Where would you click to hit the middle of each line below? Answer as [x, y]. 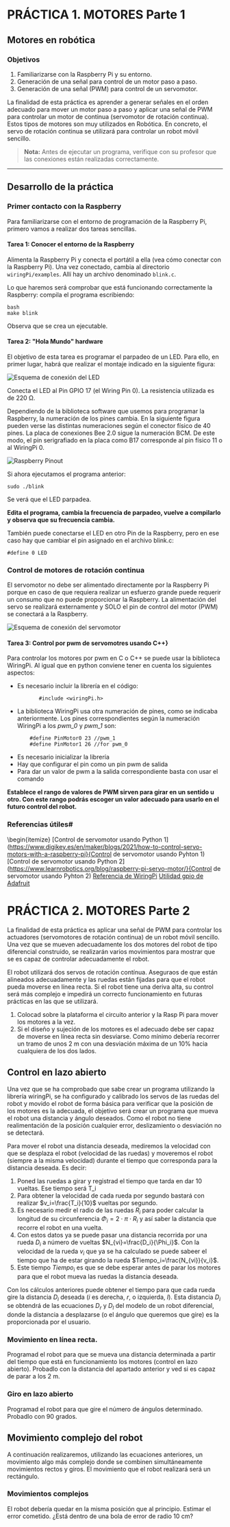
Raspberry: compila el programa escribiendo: [71, 294]
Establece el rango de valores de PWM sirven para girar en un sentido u [111, 792]
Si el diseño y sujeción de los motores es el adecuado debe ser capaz [115, 1029]
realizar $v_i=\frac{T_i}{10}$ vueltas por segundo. [87, 1202]
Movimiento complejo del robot [75, 1438]
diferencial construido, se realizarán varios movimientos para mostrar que [111, 951]
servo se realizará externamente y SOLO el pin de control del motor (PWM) [113, 607]
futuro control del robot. [42, 807]
